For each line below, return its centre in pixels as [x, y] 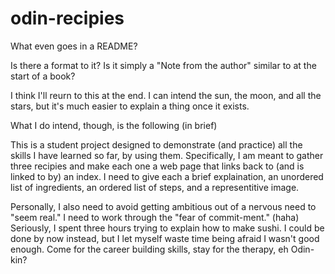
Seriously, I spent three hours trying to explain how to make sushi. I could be [167, 228]
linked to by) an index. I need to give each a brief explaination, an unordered [167, 176]
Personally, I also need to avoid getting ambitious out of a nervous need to [163, 206]
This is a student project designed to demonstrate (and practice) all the [156, 144]
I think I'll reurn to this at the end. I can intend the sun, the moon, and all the [166, 95]
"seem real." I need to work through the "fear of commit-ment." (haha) [155, 217]
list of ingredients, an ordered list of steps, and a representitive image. [155, 187]
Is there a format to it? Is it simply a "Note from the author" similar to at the [163, 65]
